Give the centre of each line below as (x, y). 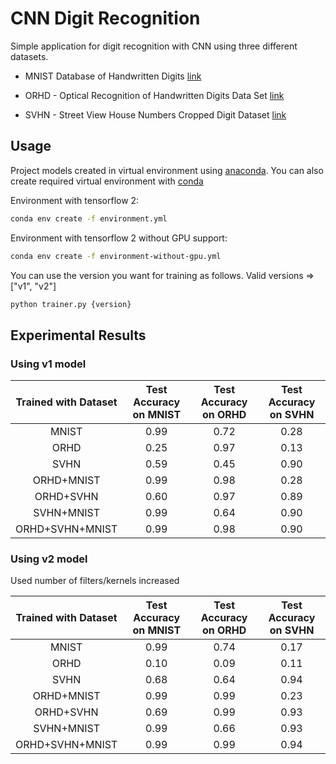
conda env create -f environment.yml (89, 218)
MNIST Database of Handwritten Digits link (113, 76)
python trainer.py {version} (71, 304)
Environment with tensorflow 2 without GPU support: (119, 238)
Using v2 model (49, 559)
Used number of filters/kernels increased (95, 581)
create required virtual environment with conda (107, 181)
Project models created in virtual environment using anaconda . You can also (167, 170)
